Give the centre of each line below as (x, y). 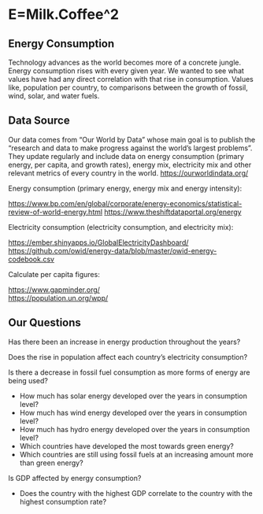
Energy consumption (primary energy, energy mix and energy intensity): (125, 188)
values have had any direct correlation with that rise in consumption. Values (131, 79)
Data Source (39, 121)
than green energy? (52, 463)
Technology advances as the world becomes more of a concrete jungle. (125, 62)
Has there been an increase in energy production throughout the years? (124, 342)
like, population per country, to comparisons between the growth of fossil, (128, 87)
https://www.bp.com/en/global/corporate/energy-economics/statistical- (125, 203)
